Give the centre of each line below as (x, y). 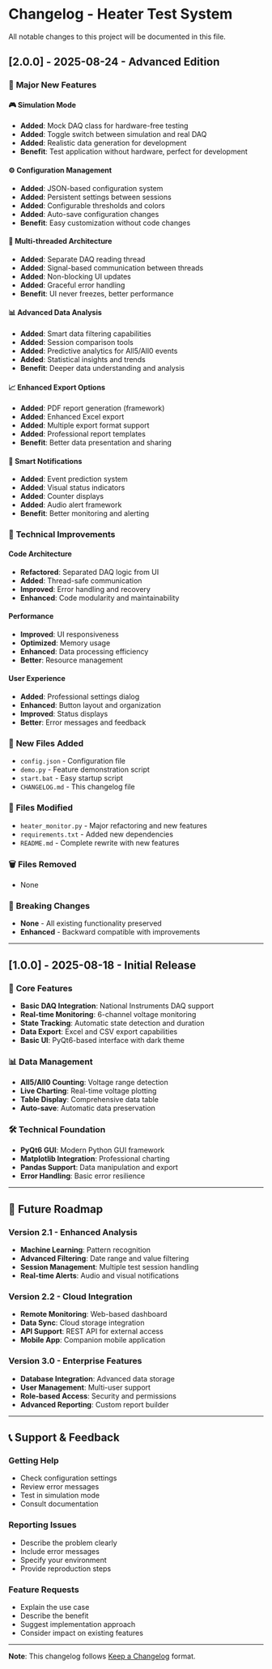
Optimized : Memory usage (65, 643)
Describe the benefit (54, 1616)
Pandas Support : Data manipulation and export (99, 1168)
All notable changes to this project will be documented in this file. (117, 36)
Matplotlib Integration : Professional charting (95, 1159)
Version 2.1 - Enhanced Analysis (73, 1232)
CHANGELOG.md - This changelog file (77, 787)
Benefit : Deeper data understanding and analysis (102, 368)
